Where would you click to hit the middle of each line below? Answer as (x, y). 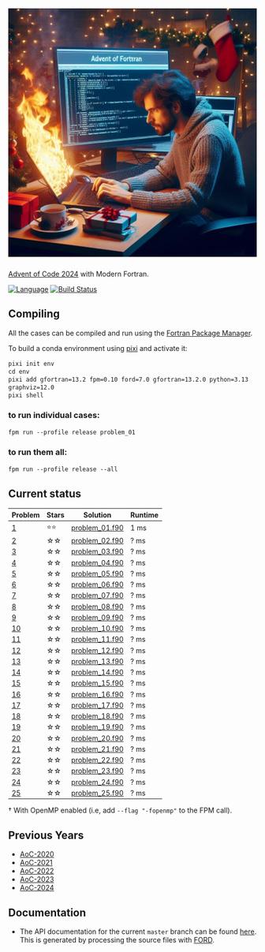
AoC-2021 (36, 863)
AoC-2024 (37, 888)
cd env (19, 371)
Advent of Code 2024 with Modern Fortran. (79, 274)
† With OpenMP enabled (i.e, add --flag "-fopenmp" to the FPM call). (120, 810)
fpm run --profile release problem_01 (72, 433)
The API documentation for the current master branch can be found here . (138, 931)
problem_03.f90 (97, 551)
